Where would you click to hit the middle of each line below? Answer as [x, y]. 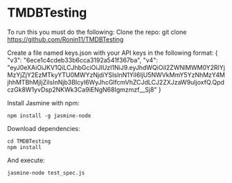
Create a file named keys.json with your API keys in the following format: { [113, 53]
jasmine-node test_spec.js [46, 173]
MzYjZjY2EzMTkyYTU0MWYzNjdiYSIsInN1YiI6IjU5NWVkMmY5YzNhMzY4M [116, 75]
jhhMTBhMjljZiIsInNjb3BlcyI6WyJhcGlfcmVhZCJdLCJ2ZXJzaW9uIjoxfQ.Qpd [116, 82]
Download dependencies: [44, 128]
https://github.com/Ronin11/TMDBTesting [65, 39]
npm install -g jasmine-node [49, 116]
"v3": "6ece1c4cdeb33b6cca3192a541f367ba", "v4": [82, 60]
